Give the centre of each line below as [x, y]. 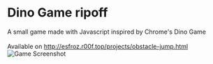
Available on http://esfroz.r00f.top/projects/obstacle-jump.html [98, 46]
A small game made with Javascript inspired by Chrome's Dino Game [107, 32]
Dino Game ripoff [58, 13]
